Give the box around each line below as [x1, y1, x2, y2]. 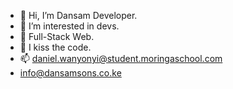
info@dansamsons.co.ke [19, 67, 122, 79]
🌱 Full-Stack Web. [19, 31, 95, 42]
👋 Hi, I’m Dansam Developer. [19, 10, 138, 21]
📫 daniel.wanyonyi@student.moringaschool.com [19, 53, 223, 64]
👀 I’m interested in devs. [19, 20, 120, 32]
